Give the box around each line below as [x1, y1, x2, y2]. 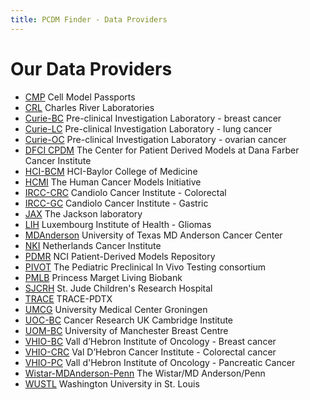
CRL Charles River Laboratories [24, 101, 155, 113]
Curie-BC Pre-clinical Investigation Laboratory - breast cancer [24, 112, 282, 124]
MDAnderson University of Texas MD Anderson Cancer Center [24, 229, 283, 241]
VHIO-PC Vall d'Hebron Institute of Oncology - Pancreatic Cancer [24, 356, 296, 368]
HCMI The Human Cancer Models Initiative [24, 176, 202, 188]
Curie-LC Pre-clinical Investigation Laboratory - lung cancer [24, 122, 273, 135]
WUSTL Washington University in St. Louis [24, 377, 200, 390]
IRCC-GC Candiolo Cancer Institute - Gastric [24, 197, 209, 209]
